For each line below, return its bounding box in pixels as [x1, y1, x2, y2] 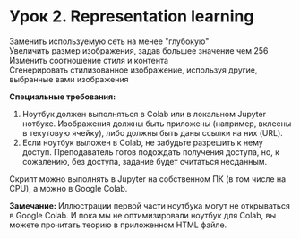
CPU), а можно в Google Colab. [9, 183, 128, 193]
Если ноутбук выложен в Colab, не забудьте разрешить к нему [21, 137, 264, 148]
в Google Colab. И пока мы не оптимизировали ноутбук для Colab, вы [9, 209, 276, 220]
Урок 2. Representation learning [9, 6, 254, 27]
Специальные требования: [9, 91, 116, 102]
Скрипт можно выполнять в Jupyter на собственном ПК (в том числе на [9, 173, 287, 184]
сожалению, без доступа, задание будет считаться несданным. [21, 156, 268, 166]
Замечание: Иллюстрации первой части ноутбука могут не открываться [9, 200, 291, 211]
